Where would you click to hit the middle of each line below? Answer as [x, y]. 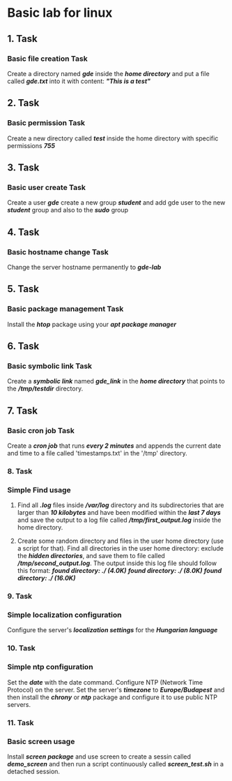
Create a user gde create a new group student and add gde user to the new [116, 203]
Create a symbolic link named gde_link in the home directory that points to [116, 381]
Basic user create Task [46, 187]
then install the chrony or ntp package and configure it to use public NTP [113, 697]
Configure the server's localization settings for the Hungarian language [113, 630]
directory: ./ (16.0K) [46, 578]
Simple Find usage [39, 490]
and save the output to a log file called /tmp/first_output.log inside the [119, 520]
